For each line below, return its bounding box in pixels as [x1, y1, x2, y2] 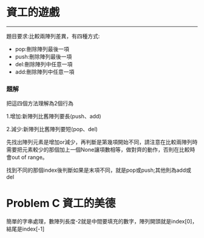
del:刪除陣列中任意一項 [15, 60, 73, 67]
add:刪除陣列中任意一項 [15, 68, 75, 75]
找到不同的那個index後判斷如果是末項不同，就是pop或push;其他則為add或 [6, 166, 192, 174]
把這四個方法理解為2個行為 [6, 100, 74, 107]
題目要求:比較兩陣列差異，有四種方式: [6, 32, 100, 39]
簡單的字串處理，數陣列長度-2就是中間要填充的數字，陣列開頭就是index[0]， [6, 218, 198, 225]
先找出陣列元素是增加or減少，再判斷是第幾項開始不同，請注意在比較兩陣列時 [6, 138, 198, 146]
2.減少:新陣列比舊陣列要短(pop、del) [6, 126, 98, 133]
